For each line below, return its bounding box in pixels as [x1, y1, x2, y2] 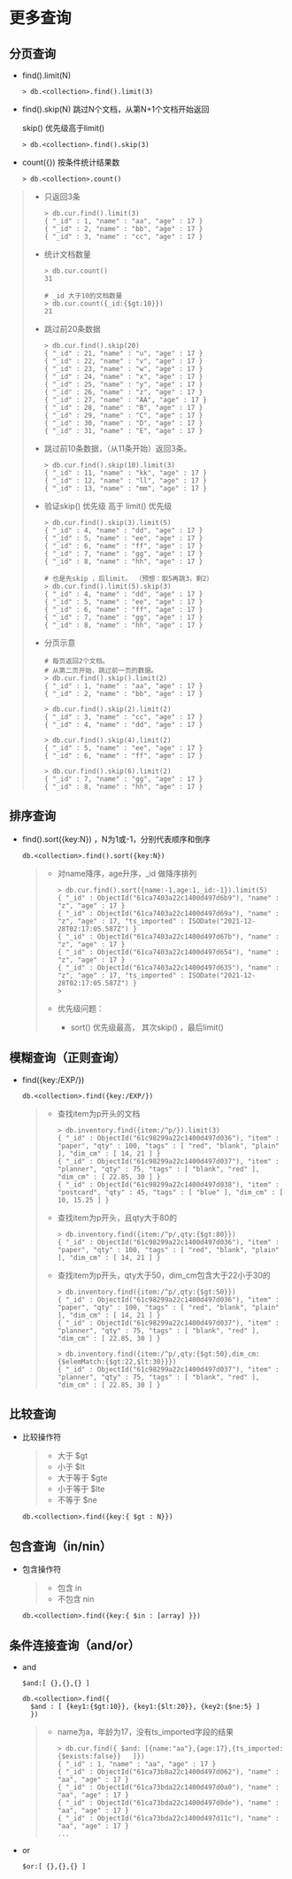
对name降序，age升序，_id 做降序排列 [57, 868, 197, 878]
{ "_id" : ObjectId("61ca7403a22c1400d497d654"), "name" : [57, 947, 280, 956]
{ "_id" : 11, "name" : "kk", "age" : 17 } [43, 468, 208, 477]
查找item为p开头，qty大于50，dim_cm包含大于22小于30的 [57, 1270, 272, 1280]
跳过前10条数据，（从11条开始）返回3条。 [43, 444, 192, 453]
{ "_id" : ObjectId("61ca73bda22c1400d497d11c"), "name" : [57, 1814, 280, 1823]
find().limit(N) [21, 70, 72, 81]
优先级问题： [57, 1002, 104, 1014]
